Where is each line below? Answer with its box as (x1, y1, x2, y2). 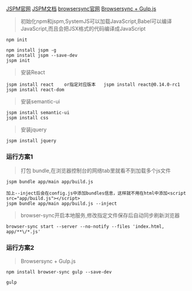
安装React (20, 69, 45, 76)
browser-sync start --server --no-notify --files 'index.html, (6, 224, 165, 229)
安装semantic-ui (20, 98, 60, 105)
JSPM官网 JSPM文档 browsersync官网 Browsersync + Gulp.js (6, 5, 157, 12)
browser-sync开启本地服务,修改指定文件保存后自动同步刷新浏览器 (20, 212, 180, 219)
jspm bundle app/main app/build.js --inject (6, 201, 117, 207)
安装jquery (20, 126, 47, 133)
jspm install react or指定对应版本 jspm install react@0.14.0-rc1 (6, 82, 181, 88)
